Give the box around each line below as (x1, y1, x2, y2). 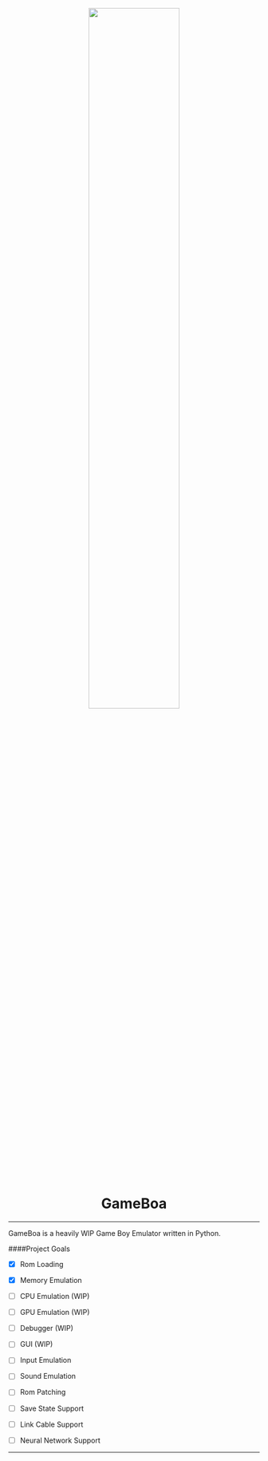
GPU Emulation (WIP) (19, 1308, 90, 1317)
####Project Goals (8, 1244, 70, 1253)
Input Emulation (19, 1356, 72, 1365)
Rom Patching (19, 1388, 66, 1397)
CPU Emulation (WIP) (19, 1292, 90, 1301)
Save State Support (19, 1404, 85, 1413)
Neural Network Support (19, 1435, 101, 1445)
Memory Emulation (19, 1276, 82, 1285)
